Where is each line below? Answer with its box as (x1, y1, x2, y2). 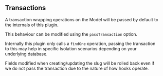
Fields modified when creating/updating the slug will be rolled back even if (5, 60, 155, 66)
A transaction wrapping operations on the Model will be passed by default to (5, 16, 159, 22)
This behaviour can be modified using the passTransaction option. (5, 31, 138, 37)
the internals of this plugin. (5, 22, 59, 28)
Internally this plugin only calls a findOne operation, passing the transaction (5, 41, 156, 46)
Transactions (5, 4, 46, 12)
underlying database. (5, 51, 48, 57)
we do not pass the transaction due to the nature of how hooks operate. (5, 65, 149, 71)
